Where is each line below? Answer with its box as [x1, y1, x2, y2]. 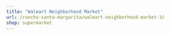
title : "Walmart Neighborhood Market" [6, 8, 103, 15]
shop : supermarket [6, 20, 52, 26]
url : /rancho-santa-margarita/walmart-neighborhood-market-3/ [6, 14, 165, 20]
